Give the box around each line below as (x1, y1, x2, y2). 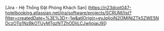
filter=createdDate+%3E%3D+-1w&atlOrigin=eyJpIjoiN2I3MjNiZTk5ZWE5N (5, 15, 159, 21)
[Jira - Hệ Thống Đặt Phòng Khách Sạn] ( (5, 5, 90, 10)
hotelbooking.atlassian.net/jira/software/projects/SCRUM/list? (5, 10, 132, 16)
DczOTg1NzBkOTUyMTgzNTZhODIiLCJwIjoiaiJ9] (5, 20, 105, 26)
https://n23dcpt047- (89, 5, 132, 10)
